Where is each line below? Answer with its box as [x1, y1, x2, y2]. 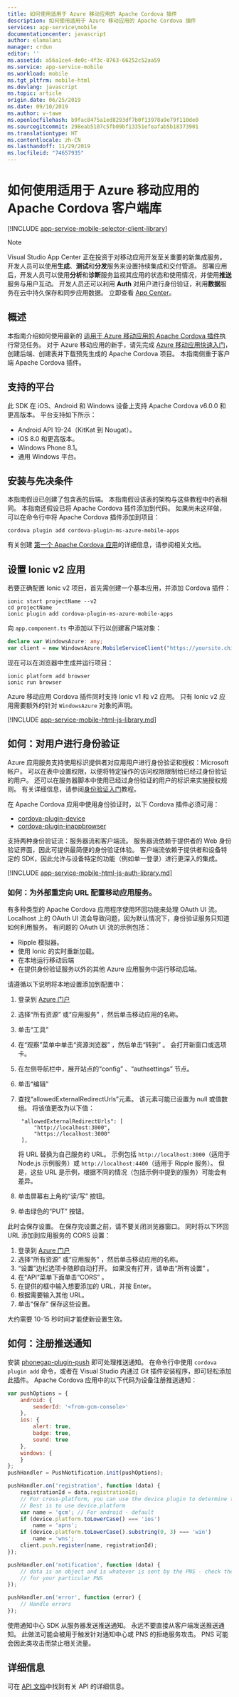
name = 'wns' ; [33, 1535, 75, 1542]
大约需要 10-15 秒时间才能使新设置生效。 [7, 1315, 127, 1324]
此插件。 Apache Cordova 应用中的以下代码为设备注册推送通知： [7, 1376, 198, 1384]
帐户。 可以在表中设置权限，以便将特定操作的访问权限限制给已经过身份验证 [7, 767, 228, 775]
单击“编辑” [17, 1080, 49, 1089]
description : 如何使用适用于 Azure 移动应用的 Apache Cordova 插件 [7, 17, 197, 24]
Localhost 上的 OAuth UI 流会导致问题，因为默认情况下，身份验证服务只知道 [7, 914, 230, 923]
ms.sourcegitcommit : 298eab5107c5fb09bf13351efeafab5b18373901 [7, 123, 199, 130]
